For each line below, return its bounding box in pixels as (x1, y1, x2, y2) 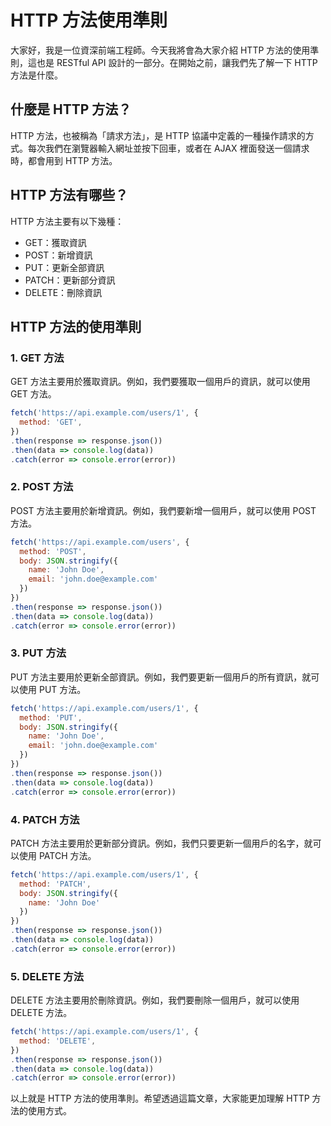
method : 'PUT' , (19, 712, 83, 723)
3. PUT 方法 (10, 646, 67, 660)
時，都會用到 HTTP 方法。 (10, 154, 118, 166)
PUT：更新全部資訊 (24, 261, 105, 273)
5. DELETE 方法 (10, 969, 85, 983)
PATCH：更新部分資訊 (24, 274, 116, 286)
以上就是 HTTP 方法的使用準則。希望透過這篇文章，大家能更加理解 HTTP (10, 1092, 310, 1105)
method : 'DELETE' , (19, 1036, 97, 1046)
